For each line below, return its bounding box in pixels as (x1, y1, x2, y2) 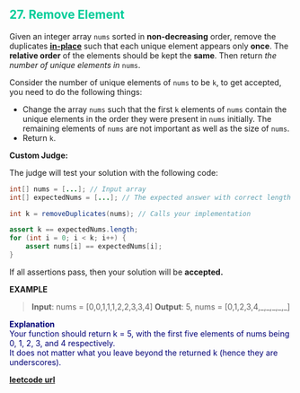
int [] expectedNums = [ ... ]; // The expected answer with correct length (9, 193, 292, 202)
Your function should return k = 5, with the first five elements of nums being (9, 327, 290, 339)
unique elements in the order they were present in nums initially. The (22, 113, 272, 124)
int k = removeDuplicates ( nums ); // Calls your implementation (9, 209, 251, 218)
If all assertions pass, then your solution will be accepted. (9, 266, 224, 277)
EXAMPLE (9, 284, 48, 294)
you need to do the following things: (9, 86, 143, 97)
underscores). (9, 356, 62, 367)
